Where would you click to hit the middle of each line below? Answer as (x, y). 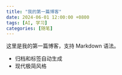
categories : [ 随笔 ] (30, 28)
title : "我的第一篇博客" (34, 12)
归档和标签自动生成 (39, 59)
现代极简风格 (30, 66)
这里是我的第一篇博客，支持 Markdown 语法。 (63, 46)
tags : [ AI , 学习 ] (27, 23)
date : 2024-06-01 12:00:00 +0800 (48, 17)
